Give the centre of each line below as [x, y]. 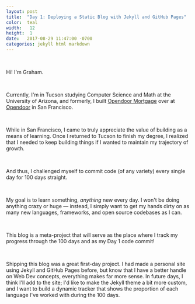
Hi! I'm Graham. [25, 72]
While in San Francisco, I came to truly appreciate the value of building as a [97, 130]
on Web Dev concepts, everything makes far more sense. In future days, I [95, 276]
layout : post [22, 11]
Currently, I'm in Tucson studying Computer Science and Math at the [88, 95]
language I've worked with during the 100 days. [63, 295]
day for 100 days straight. [37, 177]
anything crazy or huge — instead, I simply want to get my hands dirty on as [98, 206]
